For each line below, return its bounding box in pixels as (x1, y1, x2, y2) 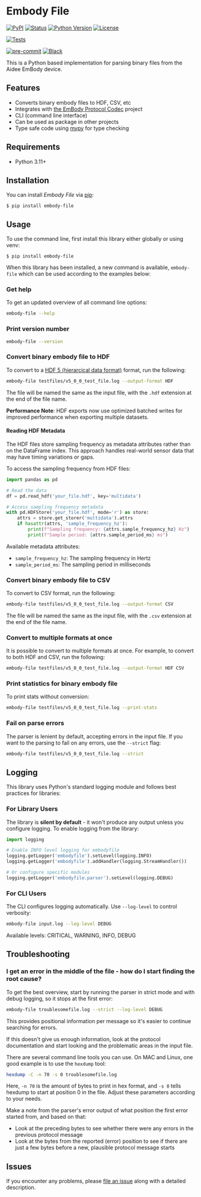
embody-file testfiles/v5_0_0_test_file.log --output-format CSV (6, 601, 173, 607)
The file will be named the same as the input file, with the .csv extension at (6, 612, 192, 619)
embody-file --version (6, 338, 63, 344)
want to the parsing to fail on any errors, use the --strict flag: (6, 739, 161, 746)
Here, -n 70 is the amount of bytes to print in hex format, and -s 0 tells (6, 1082, 182, 1090)
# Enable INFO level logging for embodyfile (6, 847, 120, 853)
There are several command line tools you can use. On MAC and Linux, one (6, 1053, 193, 1060)
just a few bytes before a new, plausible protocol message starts (14, 1144, 175, 1151)
